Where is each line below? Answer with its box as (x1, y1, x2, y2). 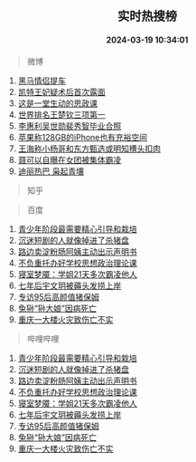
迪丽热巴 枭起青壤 (17, 166, 84, 177)
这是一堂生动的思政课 (17, 98, 98, 109)
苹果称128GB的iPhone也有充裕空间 (17, 131, 147, 142)
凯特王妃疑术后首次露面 (17, 86, 106, 97)
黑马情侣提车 (17, 75, 66, 86)
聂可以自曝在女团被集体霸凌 (17, 154, 122, 165)
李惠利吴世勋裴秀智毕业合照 (17, 120, 122, 131)
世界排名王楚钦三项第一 (17, 109, 106, 120)
